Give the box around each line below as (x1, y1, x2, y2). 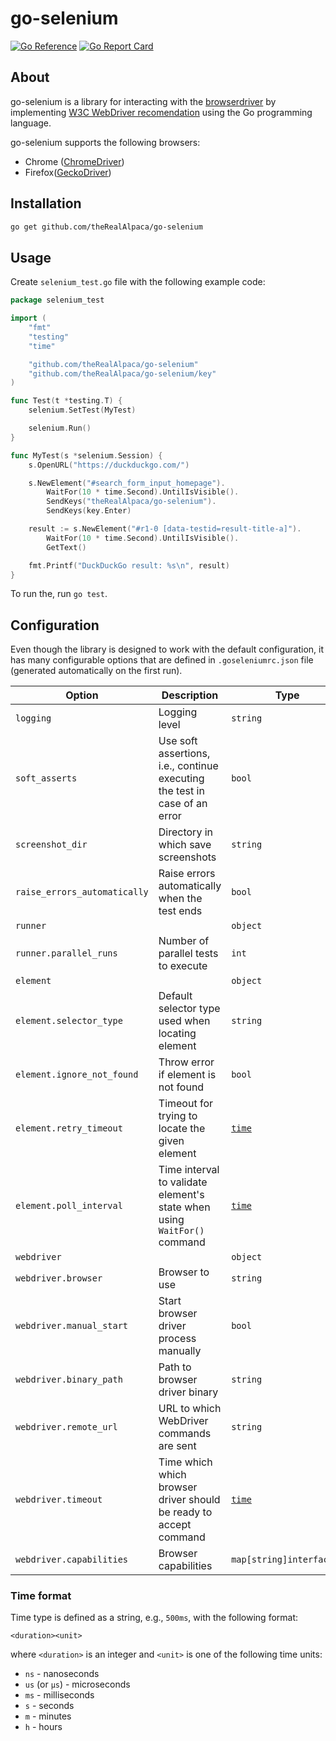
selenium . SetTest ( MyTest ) (28, 405, 137, 416)
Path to (158, 1360, 192, 1374)
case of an (158, 797, 208, 811)
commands (158, 1427, 212, 1441)
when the (158, 892, 203, 906)
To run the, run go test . (10, 588, 108, 600)
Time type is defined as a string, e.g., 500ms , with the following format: (10, 1612, 299, 1624)
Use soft (158, 734, 198, 748)
